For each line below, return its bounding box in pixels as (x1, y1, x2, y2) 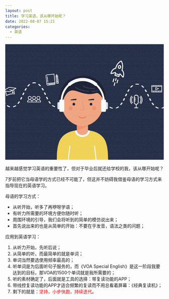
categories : (5, 24, 30, 29)
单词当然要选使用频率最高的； (12, 257, 74, 263)
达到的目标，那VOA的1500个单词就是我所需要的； (12, 269, 116, 275)
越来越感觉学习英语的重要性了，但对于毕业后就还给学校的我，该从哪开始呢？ (5, 165, 164, 171)
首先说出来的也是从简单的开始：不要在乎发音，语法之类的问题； (12, 223, 145, 229)
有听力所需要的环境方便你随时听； (12, 210, 83, 216)
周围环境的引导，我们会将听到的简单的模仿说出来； (12, 216, 119, 222)
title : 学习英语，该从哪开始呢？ (5, 13, 66, 19)
